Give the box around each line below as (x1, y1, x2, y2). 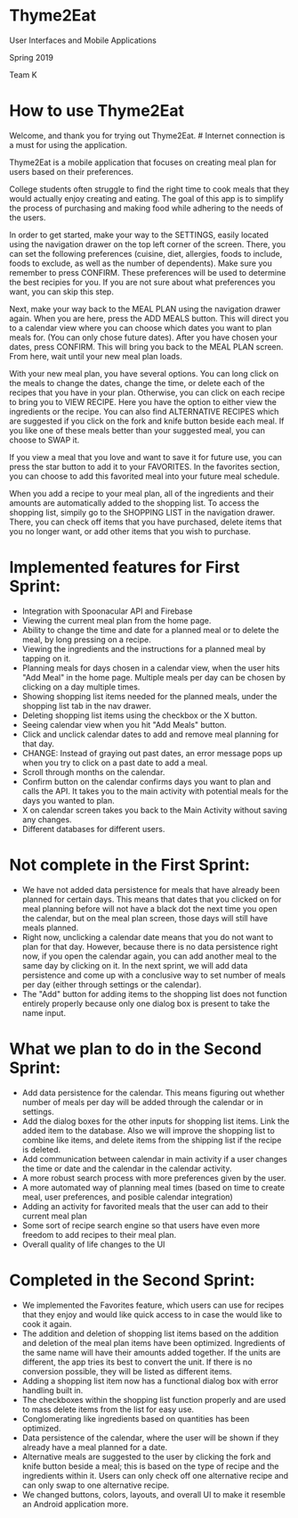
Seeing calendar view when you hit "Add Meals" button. (21, 719, 227, 730)
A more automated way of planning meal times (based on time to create (21, 1182, 286, 1192)
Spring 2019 (9, 52, 53, 62)
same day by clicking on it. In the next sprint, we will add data (21, 960, 248, 970)
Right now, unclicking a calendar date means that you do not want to (21, 931, 274, 942)
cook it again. (21, 1318, 73, 1329)
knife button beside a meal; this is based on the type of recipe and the (21, 1460, 279, 1472)
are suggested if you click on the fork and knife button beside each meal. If (9, 416, 285, 426)
